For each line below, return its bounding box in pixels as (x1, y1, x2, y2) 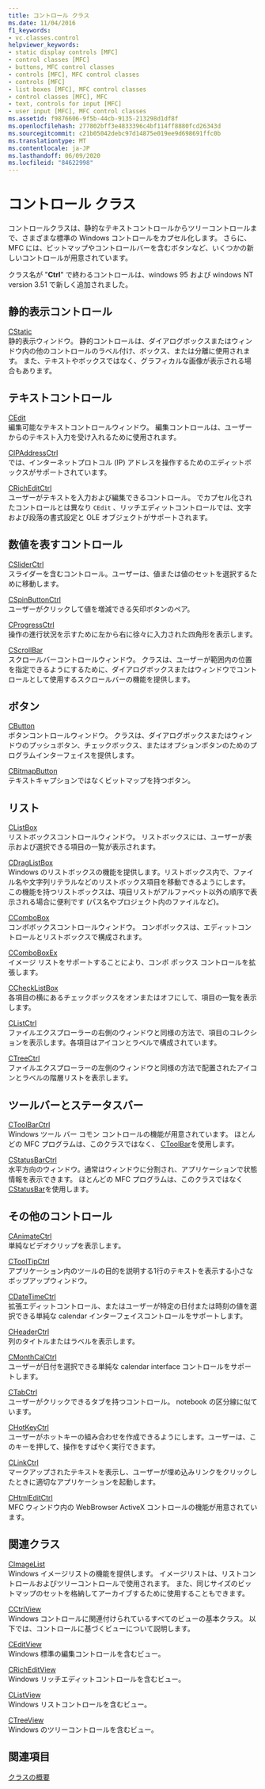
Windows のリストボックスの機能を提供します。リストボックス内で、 (8, 867, 233, 877)
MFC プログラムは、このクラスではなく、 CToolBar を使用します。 (23, 1139, 239, 1149)
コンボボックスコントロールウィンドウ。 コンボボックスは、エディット (8, 923, 238, 932)
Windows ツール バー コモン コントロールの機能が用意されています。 (8, 1129, 233, 1138)
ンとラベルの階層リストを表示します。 (8, 1073, 133, 1083)
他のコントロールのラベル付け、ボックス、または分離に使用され (35, 346, 244, 355)
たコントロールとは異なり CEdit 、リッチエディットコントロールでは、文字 (8, 503, 252, 512)
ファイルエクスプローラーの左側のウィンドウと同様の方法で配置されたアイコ (8, 1063, 257, 1072)
